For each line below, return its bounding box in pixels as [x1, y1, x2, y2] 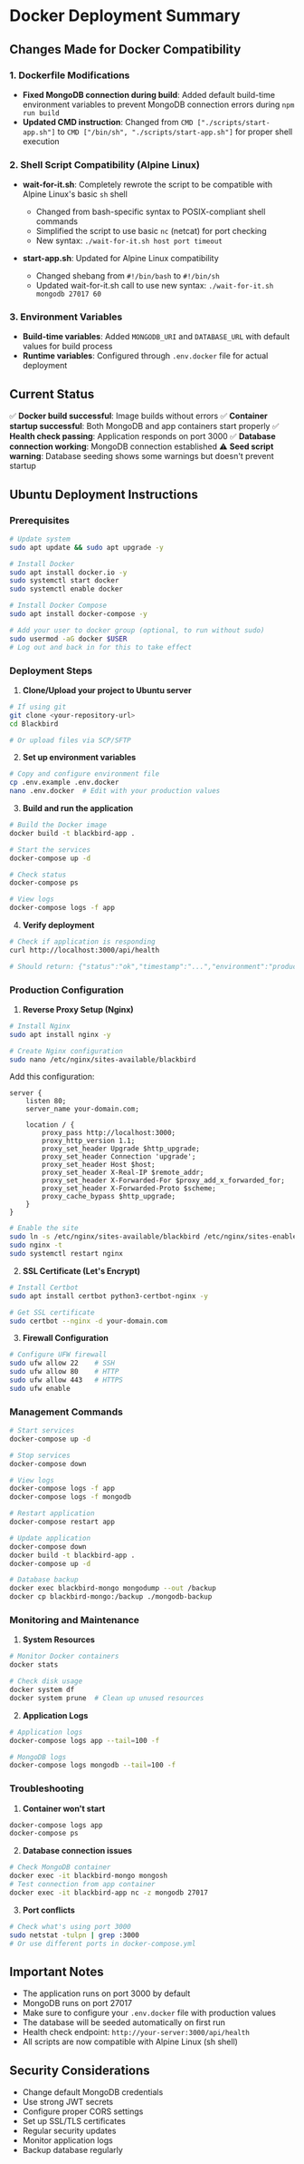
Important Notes [9, 1963, 104, 1979]
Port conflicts [22, 1905, 75, 1915]
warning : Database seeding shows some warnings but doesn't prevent [9, 451, 274, 462]
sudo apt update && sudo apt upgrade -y [9, 543, 165, 552]
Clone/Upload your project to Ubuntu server [22, 684, 192, 695]
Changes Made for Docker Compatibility [9, 42, 242, 57]
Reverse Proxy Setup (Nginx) [22, 1004, 134, 1014]
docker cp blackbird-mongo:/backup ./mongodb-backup [9, 1592, 213, 1601]
